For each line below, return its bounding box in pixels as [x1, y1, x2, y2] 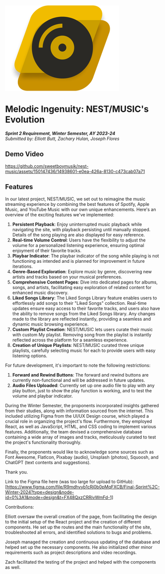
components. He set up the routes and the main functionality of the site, [5, 524, 152, 530]
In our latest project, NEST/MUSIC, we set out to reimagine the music [5, 196, 146, 202]
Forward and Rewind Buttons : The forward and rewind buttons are [12, 372, 149, 378]
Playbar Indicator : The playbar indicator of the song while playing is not [12, 253, 159, 259]
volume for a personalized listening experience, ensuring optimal [12, 242, 144, 248]
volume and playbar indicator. [12, 393, 73, 399]
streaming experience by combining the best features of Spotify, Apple [5, 201, 150, 207]
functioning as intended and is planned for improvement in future [12, 258, 145, 264]
